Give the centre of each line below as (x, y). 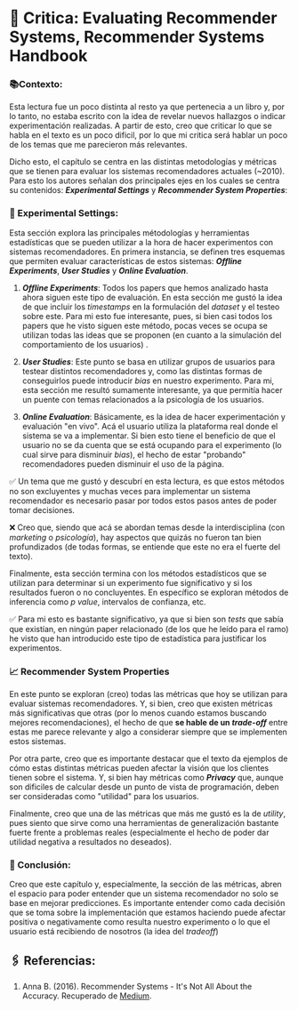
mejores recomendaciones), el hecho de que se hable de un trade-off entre (149, 723)
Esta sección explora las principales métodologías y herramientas (129, 232)
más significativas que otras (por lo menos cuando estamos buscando (138, 713)
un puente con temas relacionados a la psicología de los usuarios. (143, 399)
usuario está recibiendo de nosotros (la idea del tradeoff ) (114, 932)
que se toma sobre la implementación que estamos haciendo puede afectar (148, 913)
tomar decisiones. (42, 509)
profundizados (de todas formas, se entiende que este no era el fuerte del (145, 547)
